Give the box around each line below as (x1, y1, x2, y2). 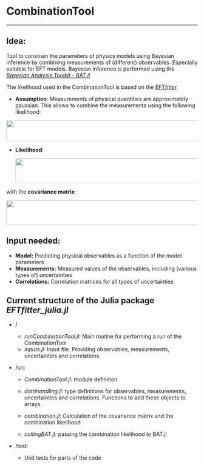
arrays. (24, 401, 42, 408)
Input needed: (6, 236, 61, 246)
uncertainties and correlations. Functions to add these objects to (24, 394, 186, 401)
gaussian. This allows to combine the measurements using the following (15, 102, 195, 109)
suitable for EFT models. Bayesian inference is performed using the (6, 65, 175, 72)
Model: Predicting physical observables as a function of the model (15, 251, 182, 259)
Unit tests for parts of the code (24, 454, 101, 462)
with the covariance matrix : (6, 188, 76, 195)
